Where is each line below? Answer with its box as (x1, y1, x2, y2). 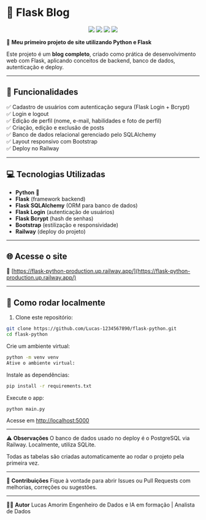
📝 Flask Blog (6, 6, 70, 20)
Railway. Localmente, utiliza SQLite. (6, 441, 96, 448)
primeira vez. (6, 459, 40, 467)
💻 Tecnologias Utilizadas (6, 169, 105, 180)
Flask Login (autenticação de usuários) (15, 208, 115, 215)
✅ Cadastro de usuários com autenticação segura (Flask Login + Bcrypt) (6, 103, 190, 110)
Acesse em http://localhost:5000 (6, 417, 90, 424)
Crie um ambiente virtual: (6, 342, 71, 350)
